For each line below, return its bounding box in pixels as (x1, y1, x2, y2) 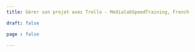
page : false (6, 31, 40, 37)
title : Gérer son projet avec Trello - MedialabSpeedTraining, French (6, 9, 190, 15)
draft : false (6, 20, 40, 26)
